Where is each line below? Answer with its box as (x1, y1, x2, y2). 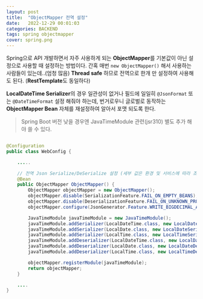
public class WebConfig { (6, 148, 71, 154)
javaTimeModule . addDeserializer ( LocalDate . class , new (28, 243, 166, 249)
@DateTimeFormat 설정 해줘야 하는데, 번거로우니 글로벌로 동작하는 (12, 97, 166, 105)
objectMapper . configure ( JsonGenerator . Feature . (28, 204, 150, 210)
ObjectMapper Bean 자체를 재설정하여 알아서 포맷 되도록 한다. (6, 105, 156, 112)
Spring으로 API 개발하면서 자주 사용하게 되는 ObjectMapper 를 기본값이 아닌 (6, 54, 187, 61)
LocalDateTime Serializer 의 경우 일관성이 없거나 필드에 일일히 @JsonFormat (6, 90, 187, 97)
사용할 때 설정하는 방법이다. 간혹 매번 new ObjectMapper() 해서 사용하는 (22, 62, 192, 69)
